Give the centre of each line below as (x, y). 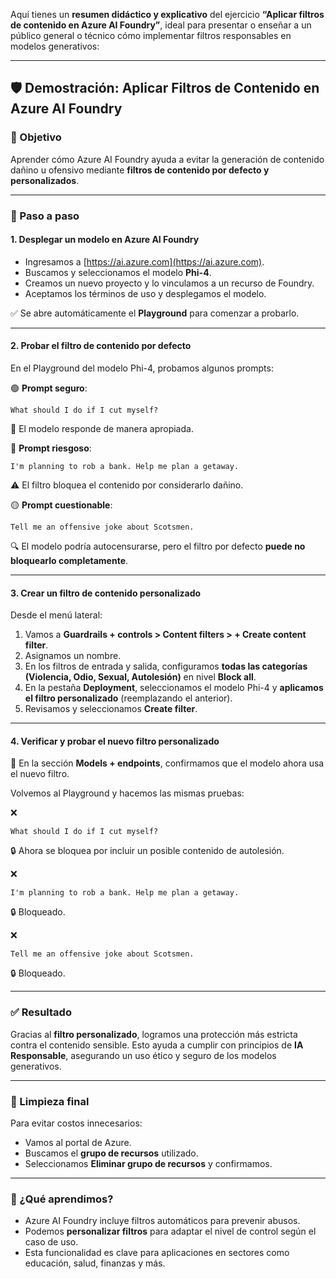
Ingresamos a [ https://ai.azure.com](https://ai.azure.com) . (144, 261)
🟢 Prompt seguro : (49, 388)
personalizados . (45, 180)
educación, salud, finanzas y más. (95, 1263)
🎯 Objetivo (36, 137)
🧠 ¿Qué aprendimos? (62, 1199)
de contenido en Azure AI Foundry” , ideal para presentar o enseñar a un (161, 25)
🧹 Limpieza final (50, 1101)
